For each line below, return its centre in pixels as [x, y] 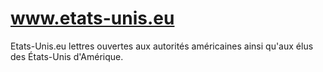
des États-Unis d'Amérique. [67, 56]
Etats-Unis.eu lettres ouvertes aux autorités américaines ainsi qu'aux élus [162, 46]
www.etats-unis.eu [92, 18]
